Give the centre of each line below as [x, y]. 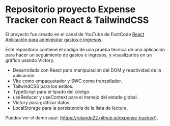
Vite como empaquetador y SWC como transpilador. [67, 81]
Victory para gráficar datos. [41, 102]
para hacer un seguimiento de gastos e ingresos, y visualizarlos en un [79, 55]
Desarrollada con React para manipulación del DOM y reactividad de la [87, 70]
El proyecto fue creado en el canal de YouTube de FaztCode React [75, 34]
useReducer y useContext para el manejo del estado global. [75, 97]
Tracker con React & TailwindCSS [77, 20]
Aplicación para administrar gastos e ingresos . [54, 40]
